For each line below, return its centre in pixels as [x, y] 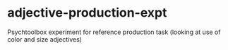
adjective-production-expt [87, 13]
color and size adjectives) [45, 39]
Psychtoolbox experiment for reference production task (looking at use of [114, 32]
